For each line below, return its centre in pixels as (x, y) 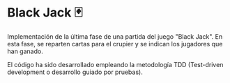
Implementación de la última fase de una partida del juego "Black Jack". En (115, 36)
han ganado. (25, 51)
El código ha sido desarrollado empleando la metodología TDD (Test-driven (115, 64)
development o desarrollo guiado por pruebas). (75, 72)
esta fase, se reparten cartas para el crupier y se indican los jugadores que (115, 44)
